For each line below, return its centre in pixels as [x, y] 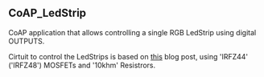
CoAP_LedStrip [47, 13]
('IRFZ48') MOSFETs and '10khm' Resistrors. [82, 65]
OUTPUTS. [27, 41]
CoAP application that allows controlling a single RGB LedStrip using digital [132, 32]
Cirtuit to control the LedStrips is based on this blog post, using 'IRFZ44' [128, 56]
